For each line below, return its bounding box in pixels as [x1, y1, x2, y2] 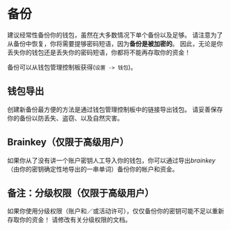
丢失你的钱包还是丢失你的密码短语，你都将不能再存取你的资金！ [7, 48, 191, 56]
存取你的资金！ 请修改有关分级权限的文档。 [7, 215, 131, 224]
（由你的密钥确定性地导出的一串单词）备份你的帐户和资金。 [7, 164, 179, 173]
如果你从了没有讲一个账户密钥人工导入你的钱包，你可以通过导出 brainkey [7, 156, 216, 164]
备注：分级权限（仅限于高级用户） [7, 187, 154, 199]
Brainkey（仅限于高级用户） [7, 137, 129, 148]
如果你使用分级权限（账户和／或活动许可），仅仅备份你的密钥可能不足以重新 [7, 207, 225, 215]
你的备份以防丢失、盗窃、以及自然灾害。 [7, 114, 124, 122]
